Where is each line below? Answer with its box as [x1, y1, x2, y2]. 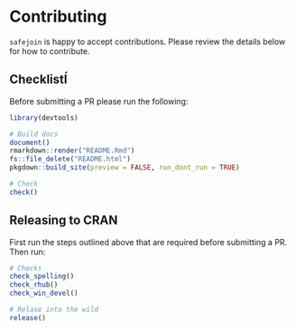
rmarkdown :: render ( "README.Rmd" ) [9, 146, 135, 155]
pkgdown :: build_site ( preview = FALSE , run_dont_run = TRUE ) [9, 163, 241, 172]
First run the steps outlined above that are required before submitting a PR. [9, 236, 288, 247]
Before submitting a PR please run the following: [9, 96, 189, 106]
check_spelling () [9, 272, 75, 281]
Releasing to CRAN [9, 213, 118, 228]
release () [9, 313, 47, 322]
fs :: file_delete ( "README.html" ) [9, 155, 131, 164]
